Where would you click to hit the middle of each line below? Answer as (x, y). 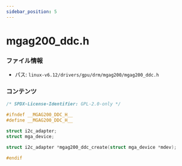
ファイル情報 (25, 60)
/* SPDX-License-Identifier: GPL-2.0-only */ (63, 104)
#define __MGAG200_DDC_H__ (40, 120)
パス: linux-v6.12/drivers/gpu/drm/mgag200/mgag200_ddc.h (87, 75)
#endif (14, 158)
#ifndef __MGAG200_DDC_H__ (40, 115)
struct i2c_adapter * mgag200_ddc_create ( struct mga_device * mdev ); (92, 147)
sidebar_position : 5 (32, 12)
